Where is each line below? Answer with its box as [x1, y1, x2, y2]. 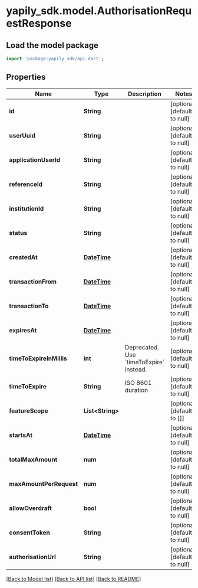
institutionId [9, 204, 44, 213]
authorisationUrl [9, 553, 56, 561]
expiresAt [9, 326, 37, 334]
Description [127, 90, 162, 98]
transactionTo [9, 302, 49, 310]
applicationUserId [9, 155, 61, 164]
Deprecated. [124, 343, 159, 351]
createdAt [9, 253, 38, 261]
